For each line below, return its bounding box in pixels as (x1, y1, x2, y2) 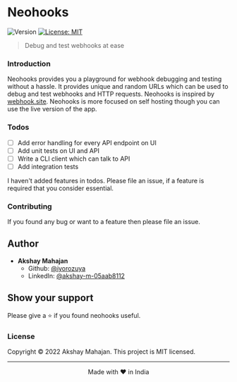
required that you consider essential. (7, 184, 114, 192)
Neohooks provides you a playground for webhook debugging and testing (7, 75, 222, 83)
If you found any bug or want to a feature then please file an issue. (7, 218, 201, 226)
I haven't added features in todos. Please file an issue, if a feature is (7, 176, 205, 185)
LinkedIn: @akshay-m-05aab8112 (28, 271, 126, 280)
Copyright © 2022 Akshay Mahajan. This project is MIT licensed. (7, 347, 196, 356)
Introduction (7, 58, 51, 68)
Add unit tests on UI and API (17, 146, 100, 155)
